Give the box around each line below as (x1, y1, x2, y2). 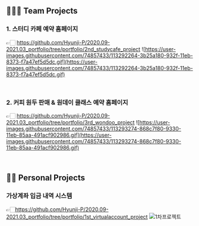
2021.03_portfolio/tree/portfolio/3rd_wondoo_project (6, 118, 135, 125)
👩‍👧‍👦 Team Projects (6, 6, 78, 16)
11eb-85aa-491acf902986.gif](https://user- (6, 131, 112, 139)
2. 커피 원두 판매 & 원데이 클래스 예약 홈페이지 (6, 98, 129, 106)
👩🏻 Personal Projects (6, 173, 85, 183)
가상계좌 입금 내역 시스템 (6, 192, 72, 200)
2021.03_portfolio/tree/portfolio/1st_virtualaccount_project (6, 213, 148, 220)
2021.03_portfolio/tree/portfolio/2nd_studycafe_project (6, 45, 141, 52)
